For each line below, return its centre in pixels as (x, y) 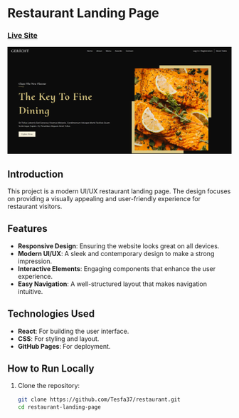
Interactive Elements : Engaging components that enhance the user (116, 268)
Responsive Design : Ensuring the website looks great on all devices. (118, 246)
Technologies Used (51, 314)
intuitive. (30, 291)
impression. (35, 261)
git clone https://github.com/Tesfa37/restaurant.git (99, 400)
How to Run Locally (51, 368)
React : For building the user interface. (73, 331)
